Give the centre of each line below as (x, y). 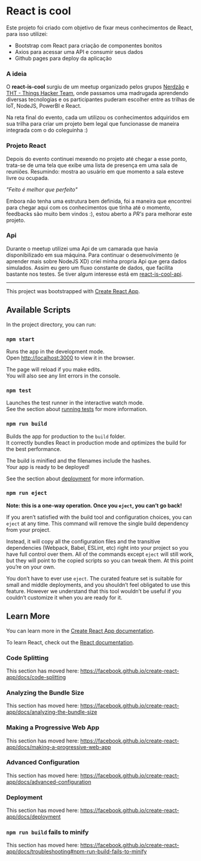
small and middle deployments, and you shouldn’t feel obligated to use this (98, 585)
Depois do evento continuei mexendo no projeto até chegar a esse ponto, (97, 159)
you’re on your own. (31, 567)
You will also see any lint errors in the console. (63, 376)
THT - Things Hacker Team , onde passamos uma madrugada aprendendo (97, 93)
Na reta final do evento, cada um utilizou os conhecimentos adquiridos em (98, 117)
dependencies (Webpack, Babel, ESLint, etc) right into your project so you (98, 547)
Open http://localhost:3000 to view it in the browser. (71, 358)
